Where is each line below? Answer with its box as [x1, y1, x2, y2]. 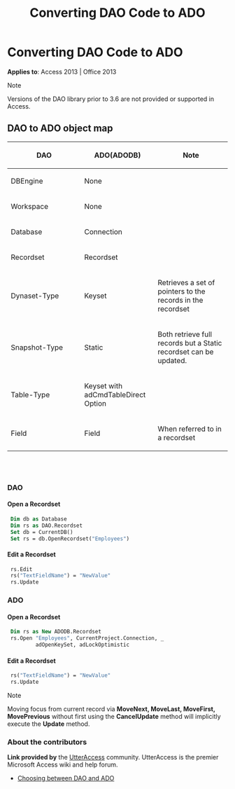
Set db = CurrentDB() [10, 528, 73, 535]
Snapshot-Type [10, 342, 64, 352]
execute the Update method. [7, 720, 90, 728]
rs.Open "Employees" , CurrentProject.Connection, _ [10, 635, 164, 642]
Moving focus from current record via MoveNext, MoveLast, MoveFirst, [7, 704, 215, 713]
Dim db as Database [10, 515, 68, 523]
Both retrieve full [157, 329, 212, 339]
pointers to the [157, 286, 206, 296]
